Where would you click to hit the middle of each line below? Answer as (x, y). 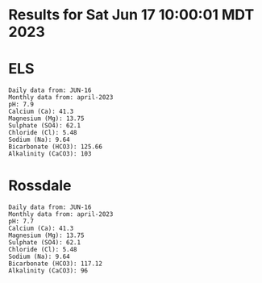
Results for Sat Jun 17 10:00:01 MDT (131, 15)
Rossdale (40, 186)
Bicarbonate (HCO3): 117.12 (56, 264)
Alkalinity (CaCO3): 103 (50, 154)
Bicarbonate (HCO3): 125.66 (56, 147)
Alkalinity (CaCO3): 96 (48, 271)
